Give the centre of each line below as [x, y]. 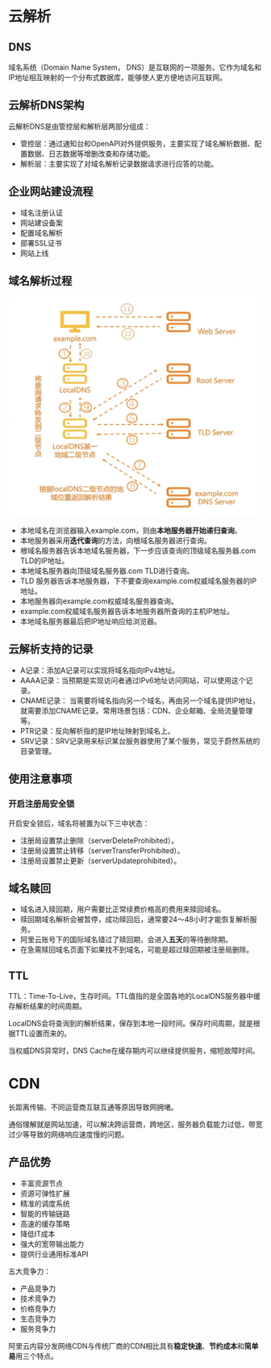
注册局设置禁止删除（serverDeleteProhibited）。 [99, 840]
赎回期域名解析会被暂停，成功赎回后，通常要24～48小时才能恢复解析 [135, 920]
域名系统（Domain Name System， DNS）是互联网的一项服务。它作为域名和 [135, 67]
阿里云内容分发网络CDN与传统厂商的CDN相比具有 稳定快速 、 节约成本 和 [126, 1345]
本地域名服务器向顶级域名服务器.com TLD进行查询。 [107, 571]
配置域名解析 [41, 233]
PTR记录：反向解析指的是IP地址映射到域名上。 [97, 730]
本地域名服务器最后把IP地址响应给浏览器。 [90, 621]
